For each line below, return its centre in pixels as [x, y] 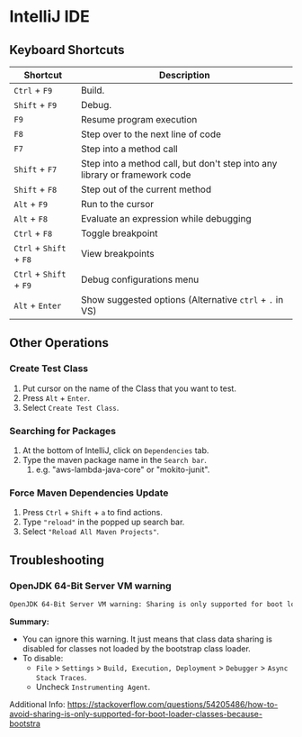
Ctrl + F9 [33, 90]
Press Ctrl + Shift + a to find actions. [93, 513]
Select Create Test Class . [71, 407]
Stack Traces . [61, 677]
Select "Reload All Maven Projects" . [91, 532]
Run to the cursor [117, 204]
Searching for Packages [63, 431]
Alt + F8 [31, 218]
